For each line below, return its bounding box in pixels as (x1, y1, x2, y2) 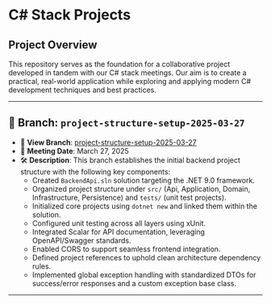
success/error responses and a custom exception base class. (31, 278, 236, 288)
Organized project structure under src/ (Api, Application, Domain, (31, 184, 251, 193)
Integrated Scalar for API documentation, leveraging (31, 226, 206, 236)
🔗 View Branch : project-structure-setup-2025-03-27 (19, 137, 197, 147)
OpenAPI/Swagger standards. (31, 235, 131, 245)
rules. (31, 261, 52, 271)
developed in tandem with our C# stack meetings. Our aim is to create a (8, 68, 248, 78)
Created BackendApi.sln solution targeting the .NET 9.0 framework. (31, 175, 256, 185)
